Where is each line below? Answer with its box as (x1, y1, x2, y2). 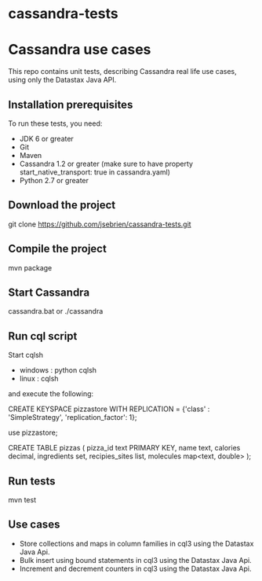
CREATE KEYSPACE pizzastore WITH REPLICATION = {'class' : (8, 404, 210, 414)
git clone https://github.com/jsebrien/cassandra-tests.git (8, 219, 191, 229)
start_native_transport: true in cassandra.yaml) (19, 167, 171, 177)
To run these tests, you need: (8, 119, 103, 128)
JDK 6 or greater (19, 134, 75, 143)
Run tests (8, 474, 56, 487)
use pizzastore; (8, 428, 58, 437)
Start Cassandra (8, 285, 90, 299)
